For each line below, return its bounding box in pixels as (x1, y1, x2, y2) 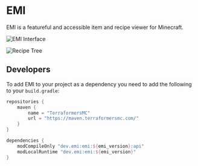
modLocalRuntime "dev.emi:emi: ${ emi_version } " (17, 148, 136, 155)
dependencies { (6, 138, 45, 144)
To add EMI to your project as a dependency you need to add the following (6, 80, 192, 88)
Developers (6, 65, 51, 75)
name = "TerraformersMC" (28, 110, 91, 116)
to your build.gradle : (6, 87, 60, 94)
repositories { (6, 98, 45, 104)
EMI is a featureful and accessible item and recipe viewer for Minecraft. (6, 24, 184, 31)
